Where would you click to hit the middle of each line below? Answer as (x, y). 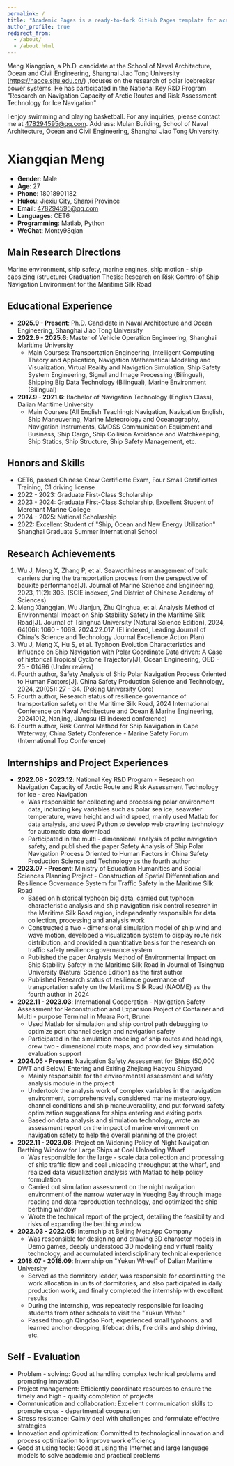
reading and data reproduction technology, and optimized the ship (123, 1202)
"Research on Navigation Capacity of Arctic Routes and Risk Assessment (112, 96)
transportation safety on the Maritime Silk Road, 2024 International (113, 704)
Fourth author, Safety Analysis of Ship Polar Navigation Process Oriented (122, 674)
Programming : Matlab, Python (61, 223)
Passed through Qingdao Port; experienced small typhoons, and (120, 1320)
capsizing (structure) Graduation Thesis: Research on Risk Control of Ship (113, 277)
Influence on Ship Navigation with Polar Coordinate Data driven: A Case (120, 652)
